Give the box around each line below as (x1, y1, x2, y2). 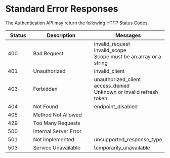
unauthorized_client (94, 75, 141, 83)
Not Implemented (33, 136, 74, 143)
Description (47, 31, 76, 38)
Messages (115, 31, 141, 38)
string (94, 59, 108, 66)
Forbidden (33, 85, 58, 92)
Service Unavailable (33, 144, 81, 151)
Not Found (33, 103, 58, 110)
